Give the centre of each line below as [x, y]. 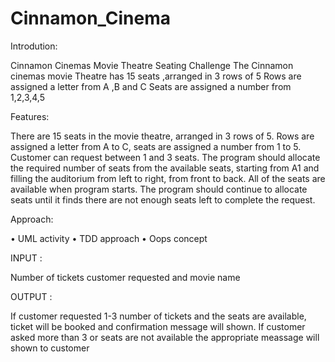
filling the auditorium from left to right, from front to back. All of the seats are [168, 178]
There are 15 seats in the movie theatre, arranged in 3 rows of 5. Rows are [162, 136]
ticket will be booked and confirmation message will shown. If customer [158, 326]
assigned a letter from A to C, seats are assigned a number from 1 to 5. [156, 146]
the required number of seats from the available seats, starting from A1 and [165, 168]
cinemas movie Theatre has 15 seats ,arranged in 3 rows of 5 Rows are [156, 76]
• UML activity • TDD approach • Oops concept [109, 238]
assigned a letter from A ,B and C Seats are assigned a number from [151, 86]
